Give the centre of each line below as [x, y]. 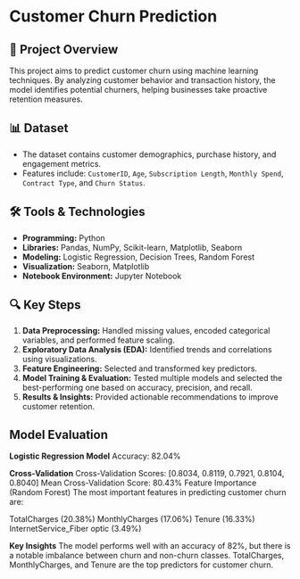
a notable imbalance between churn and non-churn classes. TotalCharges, [147, 556]
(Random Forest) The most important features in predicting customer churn [148, 492]
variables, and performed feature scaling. [99, 340]
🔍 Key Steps [45, 305]
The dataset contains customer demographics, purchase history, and [149, 154]
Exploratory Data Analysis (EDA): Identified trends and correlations [147, 350]
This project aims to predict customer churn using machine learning [134, 70]
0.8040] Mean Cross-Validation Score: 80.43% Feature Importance [133, 483]
